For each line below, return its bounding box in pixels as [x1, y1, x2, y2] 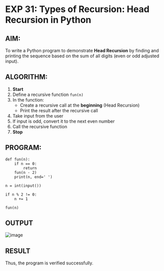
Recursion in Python [5, 14, 92, 26]
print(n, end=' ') [14, 174, 53, 179]
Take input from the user [12, 113, 64, 119]
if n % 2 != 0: [5, 192, 37, 197]
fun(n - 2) [14, 170, 37, 175]
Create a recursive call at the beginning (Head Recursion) [20, 102, 140, 108]
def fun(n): [5, 157, 30, 162]
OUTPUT [5, 219, 34, 227]
